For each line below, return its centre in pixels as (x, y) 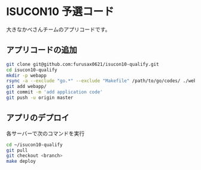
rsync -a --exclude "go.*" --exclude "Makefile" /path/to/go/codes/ (93, 81)
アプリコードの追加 (42, 50)
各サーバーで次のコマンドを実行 (45, 133)
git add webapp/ (26, 87)
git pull (17, 150)
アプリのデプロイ (38, 118)
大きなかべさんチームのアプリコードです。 (58, 29)
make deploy (21, 162)
